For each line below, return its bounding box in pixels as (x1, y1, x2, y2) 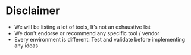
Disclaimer (5, 4, 60, 18)
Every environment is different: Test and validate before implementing (14, 36, 186, 43)
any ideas (14, 42, 39, 49)
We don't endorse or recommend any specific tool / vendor (14, 29, 160, 36)
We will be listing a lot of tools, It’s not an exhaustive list (14, 23, 151, 30)
